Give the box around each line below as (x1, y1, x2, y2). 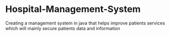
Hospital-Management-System (5, 3, 141, 15)
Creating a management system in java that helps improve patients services (5, 20, 165, 26)
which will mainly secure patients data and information (5, 25, 120, 31)
